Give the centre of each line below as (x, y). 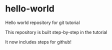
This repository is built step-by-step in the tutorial (56, 32)
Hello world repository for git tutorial (42, 22)
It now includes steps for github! (38, 42)
